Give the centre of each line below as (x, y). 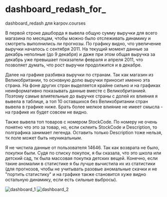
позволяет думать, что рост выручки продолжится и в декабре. (73, 65)
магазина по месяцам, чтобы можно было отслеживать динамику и (78, 38)
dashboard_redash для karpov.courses (45, 23)
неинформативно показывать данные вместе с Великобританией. (76, 90)
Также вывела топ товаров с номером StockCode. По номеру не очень (81, 122)
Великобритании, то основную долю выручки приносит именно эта (77, 80)
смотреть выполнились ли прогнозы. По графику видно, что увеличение (83, 43)
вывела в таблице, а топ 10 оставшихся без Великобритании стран (77, 101)
